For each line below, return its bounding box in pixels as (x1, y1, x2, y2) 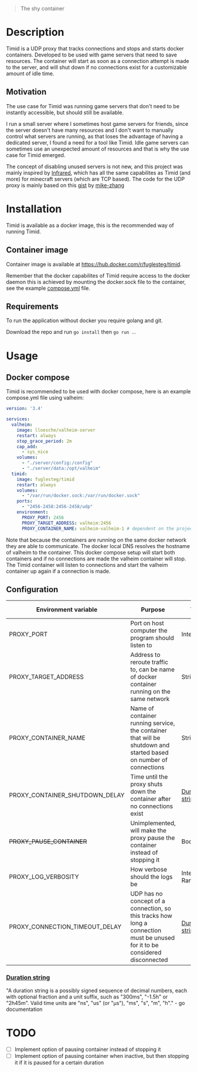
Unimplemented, (130, 819, 176, 827)
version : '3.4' (6, 406, 43, 412)
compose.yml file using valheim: (6, 394, 84, 402)
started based (130, 749, 169, 757)
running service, (130, 719, 175, 727)
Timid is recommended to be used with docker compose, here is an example (6, 388, 191, 395)
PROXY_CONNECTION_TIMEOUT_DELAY (9, 923, 122, 931)
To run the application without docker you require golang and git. (6, 317, 163, 324)
